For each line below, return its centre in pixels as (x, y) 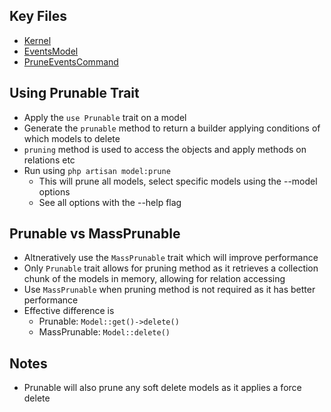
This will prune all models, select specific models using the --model (178, 181)
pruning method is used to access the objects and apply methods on (165, 149)
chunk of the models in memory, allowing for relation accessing (154, 279)
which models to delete (72, 138)
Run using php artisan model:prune (97, 170)
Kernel (37, 40)
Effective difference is (69, 311)
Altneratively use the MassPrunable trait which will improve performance (171, 258)
